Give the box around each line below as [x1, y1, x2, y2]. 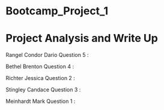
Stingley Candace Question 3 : [5, 86, 81, 93]
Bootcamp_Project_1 [5, 4, 109, 18]
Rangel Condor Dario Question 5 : [5, 51, 89, 59]
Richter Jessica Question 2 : [5, 75, 76, 82]
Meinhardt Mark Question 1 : [5, 97, 76, 105]
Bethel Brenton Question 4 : [5, 63, 74, 70]
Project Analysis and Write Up [5, 32, 159, 45]
